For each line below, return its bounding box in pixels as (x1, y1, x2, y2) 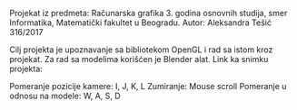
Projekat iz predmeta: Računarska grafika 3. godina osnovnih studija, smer (9, 8, 288, 18)
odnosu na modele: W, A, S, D (9, 90, 121, 101)
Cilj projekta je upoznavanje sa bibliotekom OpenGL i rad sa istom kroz (9, 44, 273, 55)
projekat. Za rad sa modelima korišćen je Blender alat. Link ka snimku (9, 54, 269, 64)
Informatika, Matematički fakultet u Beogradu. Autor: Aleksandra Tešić (9, 17, 272, 28)
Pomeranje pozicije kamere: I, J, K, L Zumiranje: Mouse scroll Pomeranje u (9, 81, 287, 91)
